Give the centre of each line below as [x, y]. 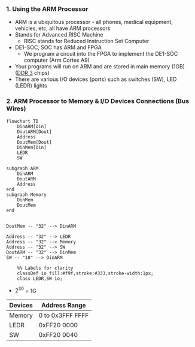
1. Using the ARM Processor [47, 9]
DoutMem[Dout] [34, 142]
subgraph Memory [26, 194]
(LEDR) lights [31, 86]
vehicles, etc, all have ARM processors [63, 28]
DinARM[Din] [32, 126]
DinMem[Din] [32, 147]
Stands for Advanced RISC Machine [59, 35]
